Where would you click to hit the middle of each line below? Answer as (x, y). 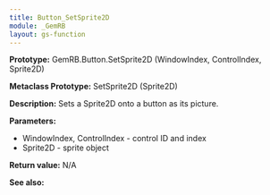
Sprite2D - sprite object (66, 148)
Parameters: (33, 121)
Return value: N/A (43, 165)
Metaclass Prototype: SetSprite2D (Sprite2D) (94, 87)
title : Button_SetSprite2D (59, 17)
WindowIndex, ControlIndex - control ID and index (114, 139)
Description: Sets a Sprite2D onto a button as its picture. (114, 104)
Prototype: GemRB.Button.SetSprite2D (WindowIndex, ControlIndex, (135, 60)
